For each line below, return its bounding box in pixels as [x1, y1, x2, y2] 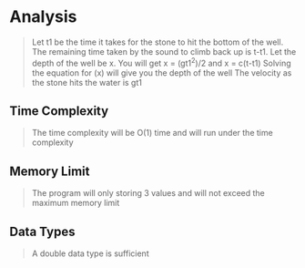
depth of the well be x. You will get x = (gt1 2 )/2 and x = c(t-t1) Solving [31, 56, 291, 68]
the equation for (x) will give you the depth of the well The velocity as [31, 67, 292, 78]
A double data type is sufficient [31, 248, 149, 259]
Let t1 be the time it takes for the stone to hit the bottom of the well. [31, 36, 284, 47]
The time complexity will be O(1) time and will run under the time [31, 128, 273, 139]
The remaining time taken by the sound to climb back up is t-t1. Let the [31, 46, 297, 57]
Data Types [9, 223, 76, 239]
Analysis [9, 6, 77, 27]
